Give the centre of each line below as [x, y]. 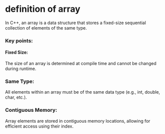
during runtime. [21, 69]
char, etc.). [16, 98]
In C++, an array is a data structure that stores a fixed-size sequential [76, 23]
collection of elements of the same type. [46, 28]
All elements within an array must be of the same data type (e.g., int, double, [82, 92]
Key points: [19, 40]
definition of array [43, 9]
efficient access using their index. [39, 126]
